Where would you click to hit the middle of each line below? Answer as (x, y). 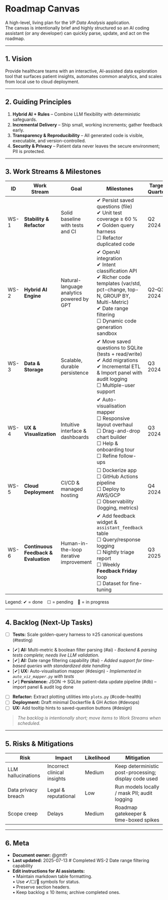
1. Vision (19, 59)
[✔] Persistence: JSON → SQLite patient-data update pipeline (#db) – (84, 682)
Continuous (38, 546)
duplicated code (116, 244)
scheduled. (29, 723)
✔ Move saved (114, 341)
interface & (73, 431)
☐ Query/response (119, 539)
